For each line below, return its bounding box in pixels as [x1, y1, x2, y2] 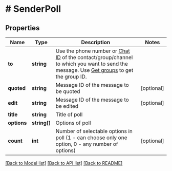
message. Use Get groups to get [55, 67, 134, 73]
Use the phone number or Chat [55, 47, 131, 54]
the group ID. [55, 73, 87, 80]
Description [81, 39, 111, 46]
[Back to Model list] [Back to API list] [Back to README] [5, 160, 123, 166]
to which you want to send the [55, 60, 128, 67]
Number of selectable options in [55, 128, 133, 135]
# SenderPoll [5, 3, 61, 15]
